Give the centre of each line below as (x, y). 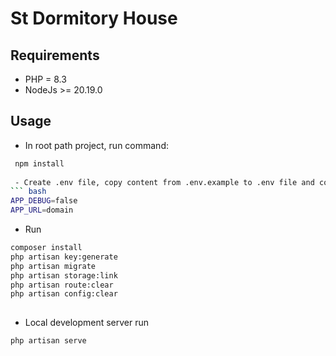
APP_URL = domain (42, 210)
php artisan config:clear (64, 294)
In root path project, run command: (96, 145)
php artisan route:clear (62, 285)
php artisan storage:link (64, 275)
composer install (46, 248)
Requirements (55, 55)
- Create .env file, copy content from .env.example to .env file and (164, 182)
